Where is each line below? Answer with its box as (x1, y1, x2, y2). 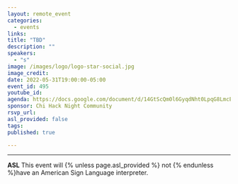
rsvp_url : (7, 109, 37, 116)
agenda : (7, 96, 30, 103)
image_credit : (7, 69, 50, 76)
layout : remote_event (7, 10, 72, 18)
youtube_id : (7, 89, 42, 96)
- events (13, 23, 40, 30)
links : (7, 30, 27, 38)
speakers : (7, 50, 37, 57)
